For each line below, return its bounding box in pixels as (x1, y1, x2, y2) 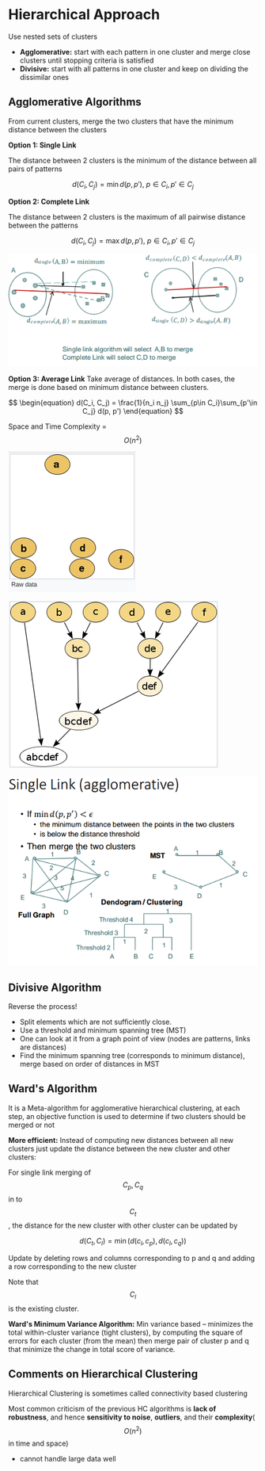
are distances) (19, 1042, 67, 1052)
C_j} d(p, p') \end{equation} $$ (82, 407, 184, 416)
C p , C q (122, 1179, 144, 1191)
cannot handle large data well (19, 1454, 116, 1463)
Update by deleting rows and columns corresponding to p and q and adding (8, 1254, 256, 1263)
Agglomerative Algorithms (8, 95, 142, 109)
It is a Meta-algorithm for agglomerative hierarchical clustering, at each (8, 1103, 240, 1113)
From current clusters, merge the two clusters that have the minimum (8, 117, 234, 126)
